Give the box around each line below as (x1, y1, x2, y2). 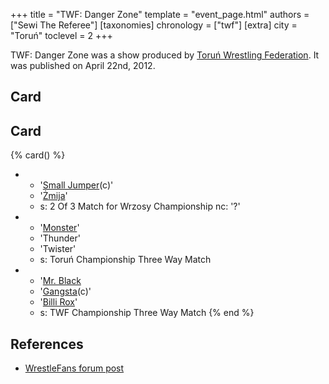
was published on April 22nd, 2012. (10, 60, 156, 71)
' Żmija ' (39, 190, 68, 202)
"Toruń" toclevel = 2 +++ (10, 30, 113, 41)
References (10, 335, 84, 353)
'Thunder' (39, 232, 81, 244)
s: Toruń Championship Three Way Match (39, 254, 212, 266)
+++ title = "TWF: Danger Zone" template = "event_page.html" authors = (10, 9, 310, 20)
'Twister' (39, 243, 77, 255)
